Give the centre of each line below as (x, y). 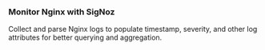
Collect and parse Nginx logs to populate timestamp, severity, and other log (133, 29)
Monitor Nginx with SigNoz (62, 12)
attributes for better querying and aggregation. (85, 37)
